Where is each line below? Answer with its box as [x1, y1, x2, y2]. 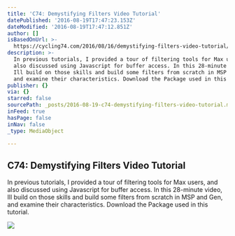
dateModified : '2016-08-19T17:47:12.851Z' [7, 23, 133, 30]
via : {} [7, 88, 30, 95]
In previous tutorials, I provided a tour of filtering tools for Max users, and [7, 178, 218, 186]
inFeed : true [7, 108, 45, 115]
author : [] [7, 29, 39, 37]
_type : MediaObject [7, 127, 64, 134]
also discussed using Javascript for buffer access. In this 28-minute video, [7, 186, 222, 194]
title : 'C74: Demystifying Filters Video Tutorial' [7, 10, 161, 18]
